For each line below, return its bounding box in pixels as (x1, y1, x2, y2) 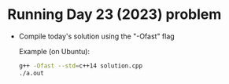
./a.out (18, 69, 44, 77)
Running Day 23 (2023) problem (7, 5, 222, 24)
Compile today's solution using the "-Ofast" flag (18, 31, 175, 41)
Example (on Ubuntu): (18, 46, 90, 56)
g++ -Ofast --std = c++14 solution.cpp (18, 61, 143, 70)
